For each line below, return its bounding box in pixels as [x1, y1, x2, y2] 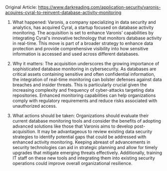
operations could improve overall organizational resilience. [12, 161, 133, 166]
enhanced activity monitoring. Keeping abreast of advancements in [12, 139, 151, 145]
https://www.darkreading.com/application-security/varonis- [38, 4, 161, 10]
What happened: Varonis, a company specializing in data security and [12, 19, 156, 25]
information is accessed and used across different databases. [12, 51, 140, 57]
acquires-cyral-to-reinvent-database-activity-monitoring [5, 9, 122, 15]
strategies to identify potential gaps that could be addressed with [12, 134, 147, 140]
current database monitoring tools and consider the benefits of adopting [12, 118, 161, 124]
